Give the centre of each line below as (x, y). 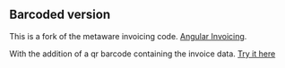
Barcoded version (60, 15)
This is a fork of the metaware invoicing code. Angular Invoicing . (128, 36)
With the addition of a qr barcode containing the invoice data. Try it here (142, 54)
